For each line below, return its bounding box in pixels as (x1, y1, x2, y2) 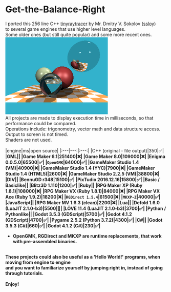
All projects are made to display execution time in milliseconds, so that (5, 114, 154, 121)
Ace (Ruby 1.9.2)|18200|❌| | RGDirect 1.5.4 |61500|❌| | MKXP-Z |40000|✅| (5, 193, 161, 200)
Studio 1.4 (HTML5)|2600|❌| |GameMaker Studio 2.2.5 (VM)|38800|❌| (5, 170, 160, 177)
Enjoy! (5, 281, 19, 287)
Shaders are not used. (5, 137, 52, 143)
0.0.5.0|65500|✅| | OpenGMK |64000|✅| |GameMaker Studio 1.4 (5, 159, 139, 165)
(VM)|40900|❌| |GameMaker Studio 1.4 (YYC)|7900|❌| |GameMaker (5, 165, 155, 171)
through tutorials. (5, 270, 44, 276)
